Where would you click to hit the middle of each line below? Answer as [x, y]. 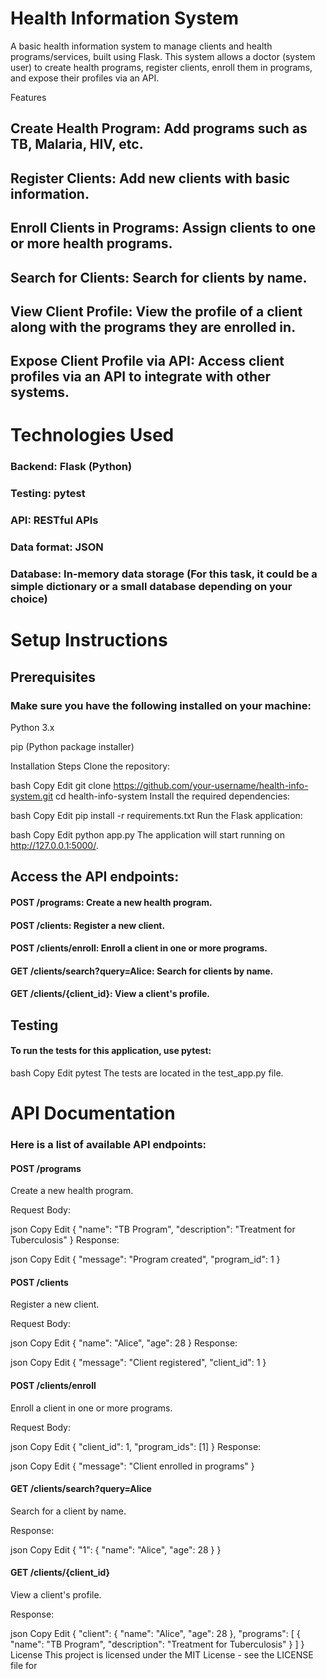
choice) [29, 599]
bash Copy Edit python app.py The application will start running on [147, 834]
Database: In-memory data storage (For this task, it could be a [164, 574]
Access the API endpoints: [95, 877]
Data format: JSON [57, 547]
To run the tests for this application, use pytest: [111, 1051]
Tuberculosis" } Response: [65, 1240]
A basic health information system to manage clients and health [141, 46]
